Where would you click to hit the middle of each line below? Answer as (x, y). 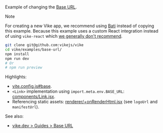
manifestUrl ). (26, 107)
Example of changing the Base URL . (41, 7)
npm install (17, 54)
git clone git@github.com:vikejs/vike (44, 45)
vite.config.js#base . (32, 86)
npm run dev (17, 58)
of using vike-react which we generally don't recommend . (64, 36)
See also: (14, 116)
